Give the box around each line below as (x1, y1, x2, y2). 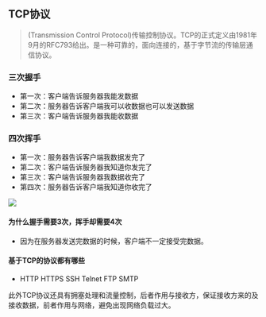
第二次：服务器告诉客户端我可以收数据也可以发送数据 (19, 102, 195, 111)
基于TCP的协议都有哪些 (8, 256, 86, 265)
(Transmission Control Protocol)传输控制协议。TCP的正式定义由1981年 (27, 30, 258, 40)
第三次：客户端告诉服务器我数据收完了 (19, 172, 145, 182)
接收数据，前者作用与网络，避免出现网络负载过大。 (8, 300, 175, 310)
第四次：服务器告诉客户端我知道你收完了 (19, 182, 152, 192)
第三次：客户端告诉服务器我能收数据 (19, 111, 139, 121)
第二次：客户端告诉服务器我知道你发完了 (19, 162, 152, 172)
